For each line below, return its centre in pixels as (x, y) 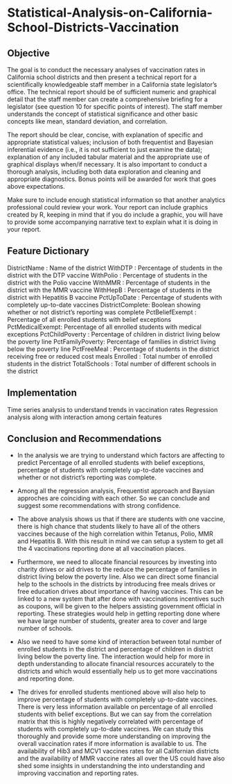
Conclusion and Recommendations (84, 439)
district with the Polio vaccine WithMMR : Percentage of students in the (109, 282)
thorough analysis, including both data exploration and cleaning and (104, 172)
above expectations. (36, 186)
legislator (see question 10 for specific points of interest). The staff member (115, 106)
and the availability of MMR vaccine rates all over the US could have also (121, 758)
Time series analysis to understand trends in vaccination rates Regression (113, 409)
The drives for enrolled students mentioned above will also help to (111, 692)
